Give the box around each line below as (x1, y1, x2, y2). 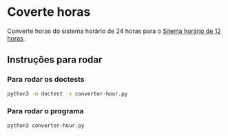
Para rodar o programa (7, 106, 84, 116)
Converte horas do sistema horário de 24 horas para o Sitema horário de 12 (7, 27, 222, 35)
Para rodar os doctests (7, 75, 85, 84)
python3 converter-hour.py (7, 122, 85, 129)
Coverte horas (7, 4, 91, 20)
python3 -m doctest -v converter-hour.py (7, 90, 128, 97)
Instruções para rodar (7, 54, 103, 66)
